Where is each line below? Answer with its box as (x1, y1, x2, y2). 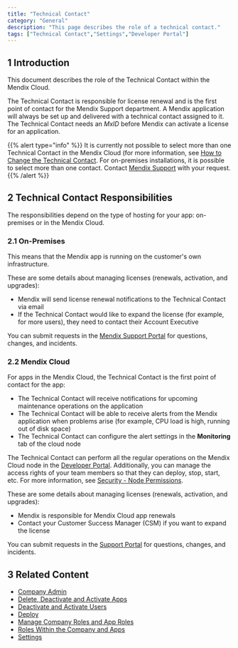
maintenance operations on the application (17, 402, 144, 410)
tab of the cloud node (17, 439, 82, 449)
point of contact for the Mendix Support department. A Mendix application (7, 105, 225, 113)
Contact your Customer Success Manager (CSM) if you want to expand (17, 519, 227, 528)
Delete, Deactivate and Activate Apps (17, 595, 128, 604)
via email (17, 303, 44, 311)
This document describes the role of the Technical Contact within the (7, 75, 210, 84)
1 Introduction (7, 56, 70, 68)
